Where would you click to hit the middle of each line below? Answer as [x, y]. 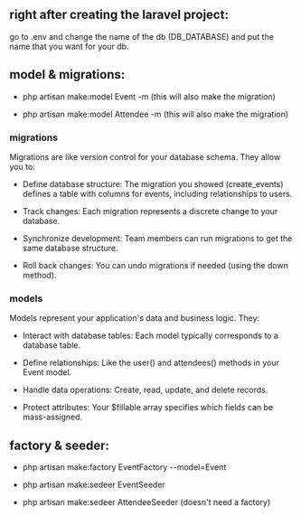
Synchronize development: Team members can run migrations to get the [157, 238]
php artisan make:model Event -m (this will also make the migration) [149, 96]
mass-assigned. [52, 417]
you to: [23, 166]
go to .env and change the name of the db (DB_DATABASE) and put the [141, 36]
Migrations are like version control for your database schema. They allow [145, 156]
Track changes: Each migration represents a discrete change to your [150, 211]
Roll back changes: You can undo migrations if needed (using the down [155, 265]
